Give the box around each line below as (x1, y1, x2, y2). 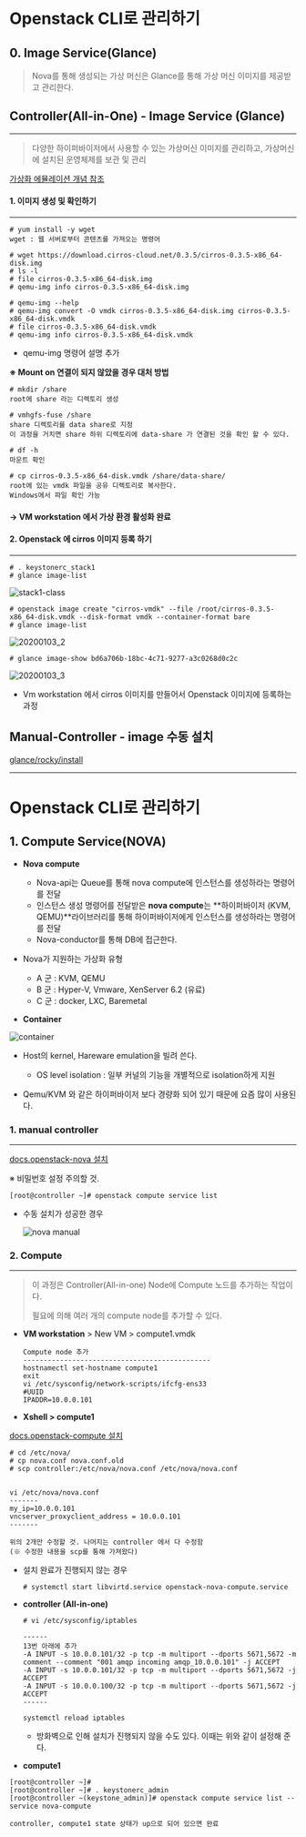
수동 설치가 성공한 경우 (22, 1208, 104, 1219)
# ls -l (9, 267, 39, 276)
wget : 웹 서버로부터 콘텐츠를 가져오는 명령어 (9, 235, 161, 244)
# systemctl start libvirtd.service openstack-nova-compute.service (22, 1583, 289, 1592)
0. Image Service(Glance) (9, 45, 158, 60)
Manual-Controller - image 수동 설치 (9, 729, 214, 745)
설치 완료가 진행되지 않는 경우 (22, 1565, 127, 1576)
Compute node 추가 (22, 1348, 89, 1357)
